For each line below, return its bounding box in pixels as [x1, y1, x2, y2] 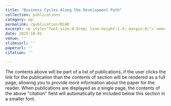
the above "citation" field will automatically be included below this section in [5, 90, 165, 96]
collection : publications [5, 12, 60, 17]
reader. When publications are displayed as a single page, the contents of [5, 85, 160, 91]
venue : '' [5, 36, 27, 41]
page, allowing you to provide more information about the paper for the [5, 79, 155, 86]
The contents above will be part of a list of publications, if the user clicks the [5, 68, 166, 74]
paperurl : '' [5, 45, 33, 50]
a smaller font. [5, 95, 36, 102]
